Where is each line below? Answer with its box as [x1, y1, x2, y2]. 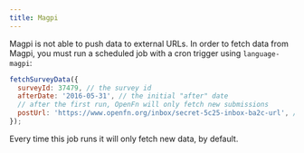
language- [242, 49, 280, 59]
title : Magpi [9, 13, 59, 23]
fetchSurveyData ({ [9, 74, 79, 84]
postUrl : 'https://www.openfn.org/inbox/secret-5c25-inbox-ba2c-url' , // [17, 109, 301, 118]
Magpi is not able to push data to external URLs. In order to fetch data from [9, 38, 290, 49]
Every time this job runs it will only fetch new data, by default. [9, 133, 239, 144]
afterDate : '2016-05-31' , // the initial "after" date [17, 91, 229, 100]
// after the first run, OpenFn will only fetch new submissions [17, 100, 270, 110]
